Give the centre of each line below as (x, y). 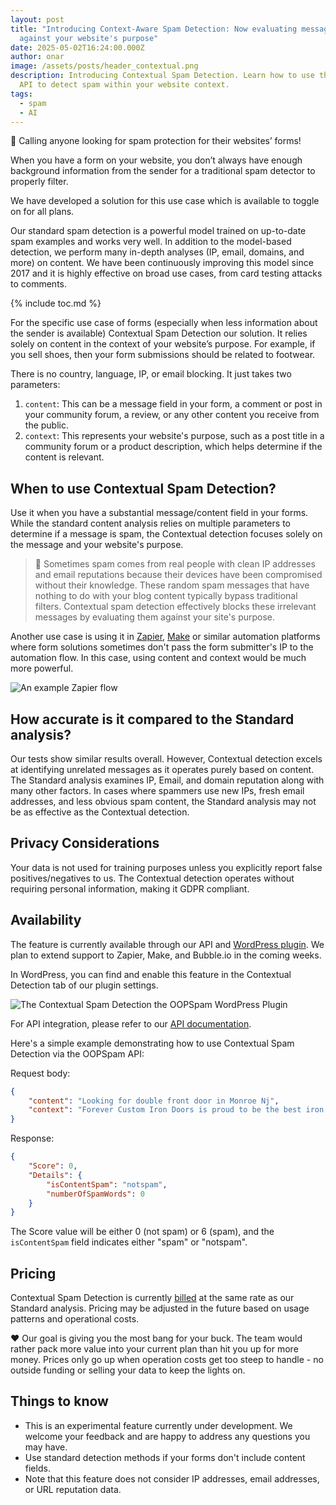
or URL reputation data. (73, 1489)
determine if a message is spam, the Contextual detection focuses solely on (166, 534)
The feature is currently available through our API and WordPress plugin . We (167, 944)
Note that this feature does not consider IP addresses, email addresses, (172, 1478)
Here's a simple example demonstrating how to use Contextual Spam (152, 1043)
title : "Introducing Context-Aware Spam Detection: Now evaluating (154, 29)
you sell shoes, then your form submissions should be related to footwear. (163, 355)
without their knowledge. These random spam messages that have (172, 585)
